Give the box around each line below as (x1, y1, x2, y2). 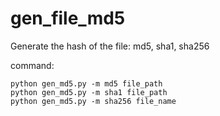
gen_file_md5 (10, 7, 126, 30)
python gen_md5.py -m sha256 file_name (10, 96, 177, 106)
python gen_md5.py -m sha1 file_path (10, 87, 168, 97)
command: (10, 59, 55, 71)
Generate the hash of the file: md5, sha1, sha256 (10, 40, 210, 52)
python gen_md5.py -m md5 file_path (10, 78, 163, 89)
